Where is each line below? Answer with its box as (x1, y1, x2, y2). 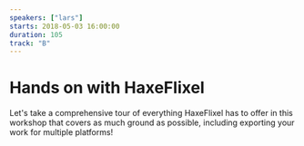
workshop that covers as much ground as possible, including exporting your (9, 117, 295, 128)
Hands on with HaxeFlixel (9, 78, 205, 98)
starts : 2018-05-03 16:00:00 (9, 22, 120, 31)
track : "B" (9, 38, 51, 48)
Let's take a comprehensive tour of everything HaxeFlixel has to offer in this (9, 108, 293, 119)
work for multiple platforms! (9, 127, 114, 138)
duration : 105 (9, 30, 64, 39)
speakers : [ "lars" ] (9, 13, 84, 23)
